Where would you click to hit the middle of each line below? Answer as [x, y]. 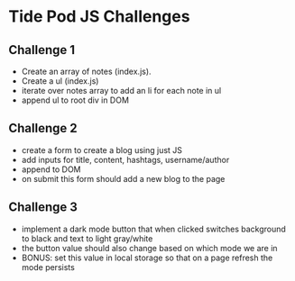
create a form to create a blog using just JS [101, 150]
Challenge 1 [42, 50]
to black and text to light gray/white [87, 238]
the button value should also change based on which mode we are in [149, 248]
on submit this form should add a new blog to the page [123, 178]
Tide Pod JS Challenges [99, 17]
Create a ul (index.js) [60, 81]
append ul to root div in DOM [75, 100]
